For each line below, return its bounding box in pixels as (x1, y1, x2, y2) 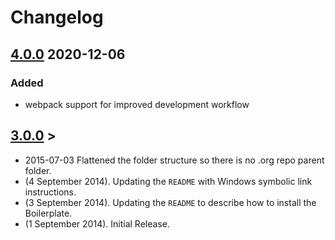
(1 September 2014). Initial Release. (24, 217, 170, 230)
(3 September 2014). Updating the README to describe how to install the (24, 196, 317, 208)
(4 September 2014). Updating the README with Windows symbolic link (24, 175, 313, 187)
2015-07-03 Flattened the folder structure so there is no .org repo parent (24, 154, 325, 166)
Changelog (10, 6, 104, 29)
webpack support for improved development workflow (24, 98, 250, 110)
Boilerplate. (24, 207, 73, 219)
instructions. (24, 186, 77, 198)
